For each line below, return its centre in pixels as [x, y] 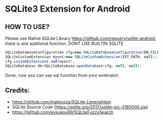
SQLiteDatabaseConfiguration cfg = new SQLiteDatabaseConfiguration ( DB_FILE [82, 52]
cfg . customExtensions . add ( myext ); [40, 61]
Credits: [17, 90]
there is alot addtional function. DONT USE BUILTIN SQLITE [64, 44]
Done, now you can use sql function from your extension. [62, 75]
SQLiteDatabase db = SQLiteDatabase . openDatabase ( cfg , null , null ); [73, 66]
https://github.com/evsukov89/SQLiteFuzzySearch [63, 112]
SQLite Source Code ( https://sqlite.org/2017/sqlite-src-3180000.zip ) [80, 107]
